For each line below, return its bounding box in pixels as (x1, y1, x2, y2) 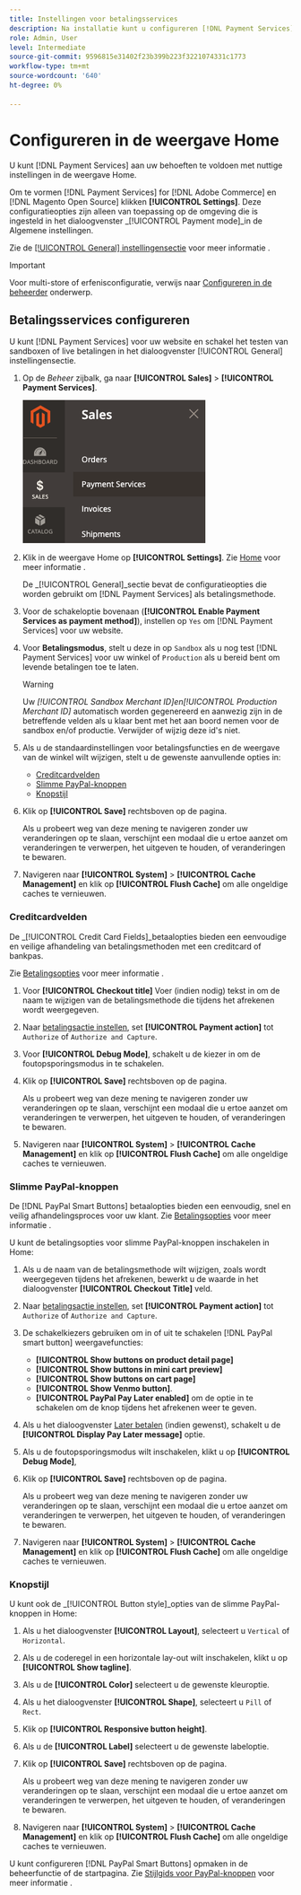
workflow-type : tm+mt (9, 62, 90, 71)
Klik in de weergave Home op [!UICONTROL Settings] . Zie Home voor (21, 552, 281, 563)
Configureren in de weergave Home (9, 130, 279, 150)
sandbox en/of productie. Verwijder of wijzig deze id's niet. (21, 725, 241, 736)
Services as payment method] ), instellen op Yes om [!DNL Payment (21, 616, 273, 627)
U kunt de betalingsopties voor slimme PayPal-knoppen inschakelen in (9, 1237, 271, 1248)
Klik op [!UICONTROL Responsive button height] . (21, 1724, 208, 1734)
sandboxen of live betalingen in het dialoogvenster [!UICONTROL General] (9, 346, 284, 356)
